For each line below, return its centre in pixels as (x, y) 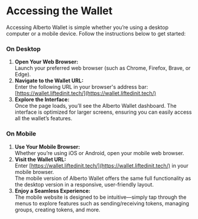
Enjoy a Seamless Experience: (52, 191)
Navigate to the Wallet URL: (49, 80)
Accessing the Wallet (59, 11)
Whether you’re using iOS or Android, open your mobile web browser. (99, 153)
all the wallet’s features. (43, 118)
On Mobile (21, 134)
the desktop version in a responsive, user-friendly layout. (84, 184)
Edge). (23, 75)
